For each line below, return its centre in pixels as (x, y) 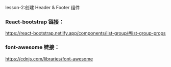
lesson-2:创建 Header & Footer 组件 (43, 7)
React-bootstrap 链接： (35, 22)
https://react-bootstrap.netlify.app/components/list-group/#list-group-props (86, 33)
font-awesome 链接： (32, 47)
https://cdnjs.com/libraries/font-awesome (49, 59)
